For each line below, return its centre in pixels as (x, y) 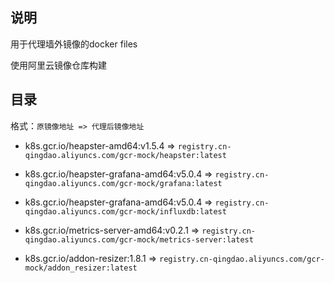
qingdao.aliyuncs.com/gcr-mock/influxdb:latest (125, 211)
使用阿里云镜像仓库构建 (58, 65)
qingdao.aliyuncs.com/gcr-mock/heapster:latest (125, 155)
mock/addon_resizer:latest (81, 268)
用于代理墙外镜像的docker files (74, 44)
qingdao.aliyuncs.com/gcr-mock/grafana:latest (123, 183)
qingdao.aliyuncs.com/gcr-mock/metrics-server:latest (139, 239)
